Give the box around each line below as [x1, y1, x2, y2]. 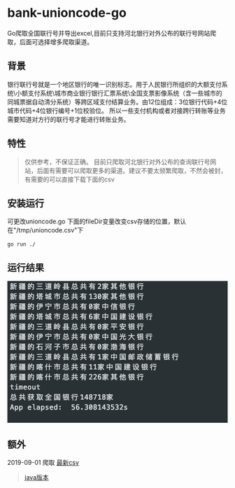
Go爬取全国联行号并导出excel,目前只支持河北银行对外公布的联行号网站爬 [7, 29, 217, 37]
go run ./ [7, 241, 36, 248]
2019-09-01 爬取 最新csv [7, 459, 79, 466]
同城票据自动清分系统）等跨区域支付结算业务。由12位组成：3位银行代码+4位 [7, 97, 228, 106]
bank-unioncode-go [7, 5, 127, 21]
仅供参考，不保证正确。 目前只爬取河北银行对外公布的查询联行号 [24, 158, 211, 166]
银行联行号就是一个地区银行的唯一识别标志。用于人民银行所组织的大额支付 [7, 80, 222, 88]
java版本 [24, 473, 49, 481]
